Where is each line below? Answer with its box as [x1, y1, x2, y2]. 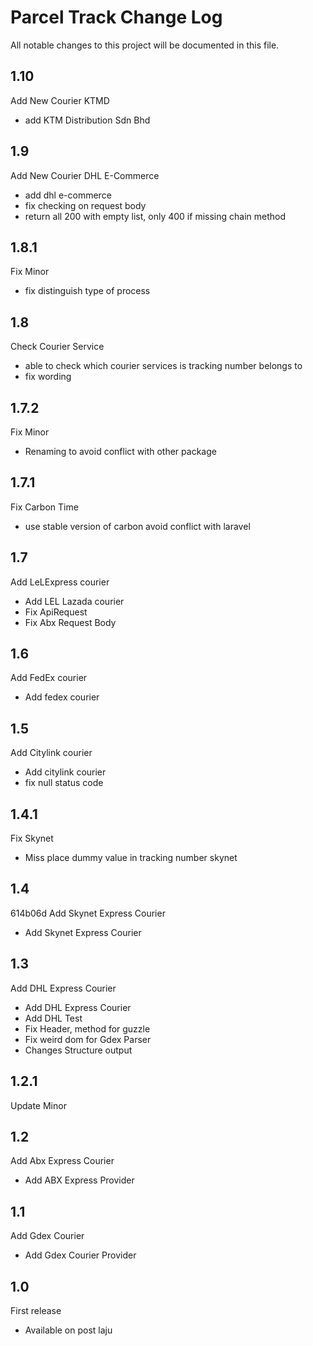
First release [10, 1304, 62, 1316]
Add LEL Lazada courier [24, 595, 125, 607]
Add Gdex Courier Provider [24, 1249, 137, 1261]
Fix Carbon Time [10, 501, 79, 513]
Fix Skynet [10, 832, 54, 845]
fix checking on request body [24, 199, 147, 211]
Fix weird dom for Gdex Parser [24, 1033, 152, 1045]
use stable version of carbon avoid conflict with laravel [24, 520, 251, 532]
